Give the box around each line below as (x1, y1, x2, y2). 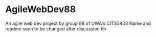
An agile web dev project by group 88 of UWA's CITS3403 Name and (5, 20, 151, 26)
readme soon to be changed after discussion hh (5, 25, 106, 31)
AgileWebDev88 (5, 4, 76, 15)
